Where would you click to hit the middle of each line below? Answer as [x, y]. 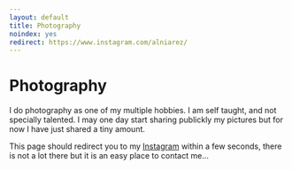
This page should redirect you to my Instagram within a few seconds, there [146, 146]
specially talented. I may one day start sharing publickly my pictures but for [146, 120]
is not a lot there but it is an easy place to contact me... [109, 156]
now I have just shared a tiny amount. [77, 129]
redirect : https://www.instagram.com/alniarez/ [99, 42]
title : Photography [45, 26]
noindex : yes [33, 34]
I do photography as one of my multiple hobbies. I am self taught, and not [143, 111]
